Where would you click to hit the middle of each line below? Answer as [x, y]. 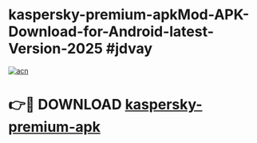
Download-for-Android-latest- [111, 32]
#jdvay [129, 49]
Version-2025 [56, 49]
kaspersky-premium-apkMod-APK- [129, 15]
